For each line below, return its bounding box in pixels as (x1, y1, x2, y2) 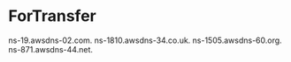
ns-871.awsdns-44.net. (8, 44, 94, 54)
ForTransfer (8, 6, 96, 26)
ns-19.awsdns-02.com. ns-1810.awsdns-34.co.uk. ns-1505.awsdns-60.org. (8, 35, 282, 45)
